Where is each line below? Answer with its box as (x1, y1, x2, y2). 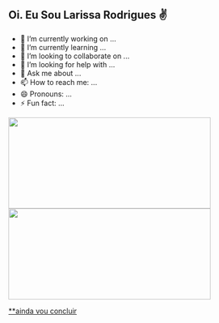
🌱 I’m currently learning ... (19, 42, 107, 52)
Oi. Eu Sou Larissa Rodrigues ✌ (8, 8, 168, 22)
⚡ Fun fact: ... (19, 98, 65, 108)
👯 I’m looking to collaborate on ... (19, 51, 130, 61)
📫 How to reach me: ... (19, 77, 98, 87)
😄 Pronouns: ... (19, 89, 73, 99)
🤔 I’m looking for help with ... (19, 59, 116, 69)
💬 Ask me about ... (19, 68, 82, 78)
